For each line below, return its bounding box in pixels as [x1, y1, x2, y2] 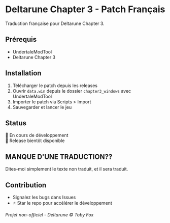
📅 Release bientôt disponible [5, 137, 65, 144]
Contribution [5, 181, 47, 189]
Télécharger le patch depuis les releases [12, 82, 98, 89]
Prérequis [5, 35, 37, 44]
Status [5, 119, 27, 127]
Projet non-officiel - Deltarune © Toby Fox [5, 212, 94, 217]
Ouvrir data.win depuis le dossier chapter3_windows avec [12, 88, 131, 94]
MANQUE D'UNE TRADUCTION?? [5, 152, 113, 161]
